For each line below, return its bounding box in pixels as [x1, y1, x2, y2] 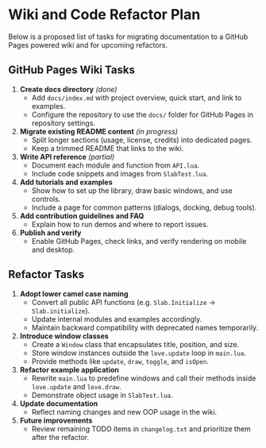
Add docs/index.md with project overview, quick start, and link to [31, 93, 242, 102]
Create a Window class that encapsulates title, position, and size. [31, 339, 240, 349]
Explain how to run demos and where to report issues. [31, 219, 209, 229]
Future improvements [19, 415, 93, 425]
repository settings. [31, 118, 96, 128]
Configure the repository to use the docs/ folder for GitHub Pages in [31, 110, 254, 119]
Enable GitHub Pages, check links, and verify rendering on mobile [31, 236, 247, 245]
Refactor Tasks [8, 268, 85, 281]
